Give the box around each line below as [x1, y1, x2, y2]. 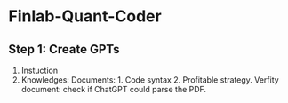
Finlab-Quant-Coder [8, 6, 162, 27]
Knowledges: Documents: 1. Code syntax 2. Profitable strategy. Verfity [20, 75, 279, 85]
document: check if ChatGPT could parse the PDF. [20, 84, 206, 94]
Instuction [20, 65, 59, 75]
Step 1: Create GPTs [8, 42, 121, 57]
